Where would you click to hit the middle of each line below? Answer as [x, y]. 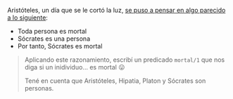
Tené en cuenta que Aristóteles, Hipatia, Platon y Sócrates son [115, 81]
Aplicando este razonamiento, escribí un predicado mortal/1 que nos [125, 60]
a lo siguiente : [27, 18]
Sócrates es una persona [53, 39]
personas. [39, 88]
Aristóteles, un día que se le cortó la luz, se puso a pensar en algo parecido [116, 10]
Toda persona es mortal [52, 31]
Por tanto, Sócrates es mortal [60, 46]
